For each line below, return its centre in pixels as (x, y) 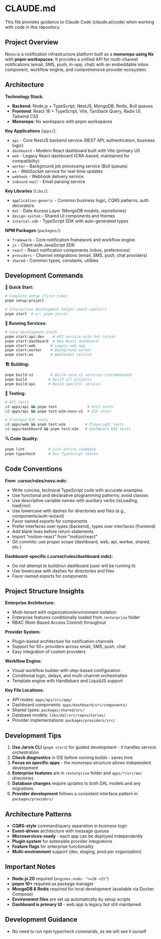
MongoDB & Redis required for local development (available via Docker (83, 889)
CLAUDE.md (30, 8)
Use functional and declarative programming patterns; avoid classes (80, 495)
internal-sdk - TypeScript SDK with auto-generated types (70, 221)
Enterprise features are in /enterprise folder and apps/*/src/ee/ (77, 773)
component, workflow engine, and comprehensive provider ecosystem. (76, 69)
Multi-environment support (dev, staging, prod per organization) (77, 852)
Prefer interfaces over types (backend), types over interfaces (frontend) (84, 526)
